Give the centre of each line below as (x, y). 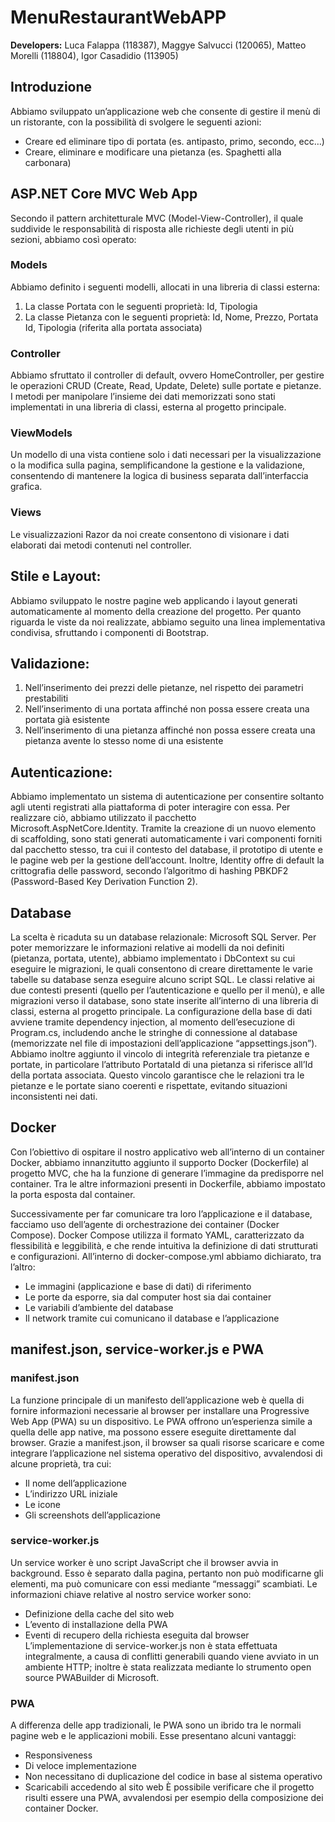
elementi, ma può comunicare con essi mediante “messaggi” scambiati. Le (164, 1583)
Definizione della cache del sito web (99, 1613)
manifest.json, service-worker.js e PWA (137, 1349)
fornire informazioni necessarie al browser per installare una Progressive (160, 1410)
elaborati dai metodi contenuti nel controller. (101, 545)
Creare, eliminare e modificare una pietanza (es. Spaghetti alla (153, 152)
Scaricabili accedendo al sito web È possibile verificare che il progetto (169, 1787)
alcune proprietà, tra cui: (61, 1463)
